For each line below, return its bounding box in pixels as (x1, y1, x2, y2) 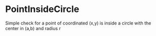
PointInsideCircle (5, 3, 80, 15)
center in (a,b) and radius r (5, 25, 61, 31)
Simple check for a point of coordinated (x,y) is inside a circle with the (5, 20, 151, 26)
